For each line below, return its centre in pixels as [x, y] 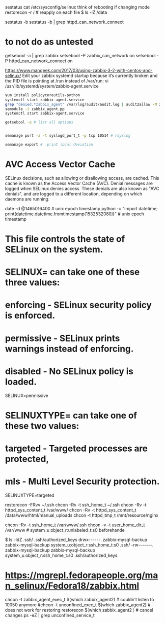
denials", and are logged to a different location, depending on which [74, 194]
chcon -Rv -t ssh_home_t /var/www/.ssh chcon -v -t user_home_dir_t [75, 525]
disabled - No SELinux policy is [69, 371]
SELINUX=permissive [27, 395]
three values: [32, 283]
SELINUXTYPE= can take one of [71, 415]
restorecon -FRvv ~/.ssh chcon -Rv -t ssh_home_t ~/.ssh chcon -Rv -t [76, 505]
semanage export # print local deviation [49, 145]
